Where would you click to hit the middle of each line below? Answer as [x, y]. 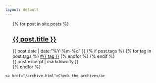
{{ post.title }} [34, 39]
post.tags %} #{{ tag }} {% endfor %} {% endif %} [64, 56]
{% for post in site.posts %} [41, 24]
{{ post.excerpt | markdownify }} [45, 62]
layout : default [22, 10]
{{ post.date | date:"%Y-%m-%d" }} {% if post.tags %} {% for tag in [82, 51]
